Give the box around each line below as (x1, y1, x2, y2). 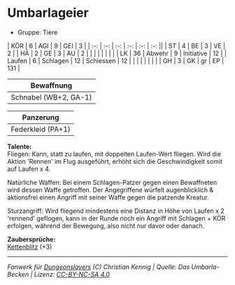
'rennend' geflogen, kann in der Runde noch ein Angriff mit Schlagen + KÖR (7, 214, 226, 222)
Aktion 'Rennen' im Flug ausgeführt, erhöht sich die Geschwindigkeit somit (7, 157, 222, 165)
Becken (7, 270, 29, 278)
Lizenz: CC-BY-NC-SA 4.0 (34, 270, 111, 278)
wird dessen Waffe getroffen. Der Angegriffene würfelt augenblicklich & (7, 186, 214, 194)
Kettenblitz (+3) (7, 242, 52, 251)
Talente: (7, 142, 32, 151)
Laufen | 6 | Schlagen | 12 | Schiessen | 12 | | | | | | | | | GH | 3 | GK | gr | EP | (7, 56, 225, 64)
